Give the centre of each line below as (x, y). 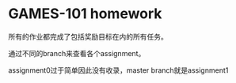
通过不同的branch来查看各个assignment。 (77, 53)
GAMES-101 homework (85, 14)
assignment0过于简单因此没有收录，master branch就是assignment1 (118, 70)
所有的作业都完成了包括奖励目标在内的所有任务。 (88, 36)
